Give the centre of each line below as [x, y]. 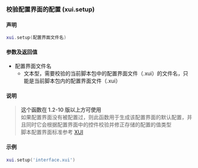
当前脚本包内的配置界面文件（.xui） [77, 81]
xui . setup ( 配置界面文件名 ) [36, 38]
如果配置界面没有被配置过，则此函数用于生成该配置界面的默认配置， [104, 118]
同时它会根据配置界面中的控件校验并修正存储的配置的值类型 [99, 125]
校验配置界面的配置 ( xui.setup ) [50, 9]
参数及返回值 [22, 52]
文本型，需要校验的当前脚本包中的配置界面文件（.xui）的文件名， [103, 74]
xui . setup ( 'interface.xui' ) [41, 160]
